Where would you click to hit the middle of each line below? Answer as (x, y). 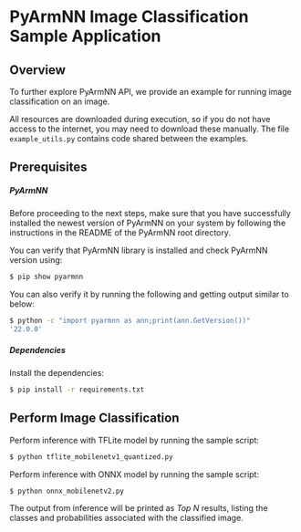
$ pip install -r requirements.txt (77, 390)
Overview (38, 70)
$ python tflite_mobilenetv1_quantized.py (91, 457)
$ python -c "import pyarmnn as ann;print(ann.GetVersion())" (130, 321)
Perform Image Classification (94, 418)
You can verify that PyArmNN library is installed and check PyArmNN (139, 250)
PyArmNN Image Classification (129, 17)
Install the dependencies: (57, 372)
